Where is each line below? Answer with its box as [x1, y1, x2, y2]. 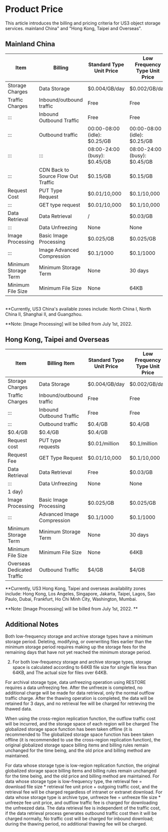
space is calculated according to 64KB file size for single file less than [12, 664, 157, 670]
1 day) [7, 488, 23, 495]
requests [39, 443, 60, 450]
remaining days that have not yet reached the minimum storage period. [5, 649, 151, 655]
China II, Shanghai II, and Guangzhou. [5, 311, 83, 317]
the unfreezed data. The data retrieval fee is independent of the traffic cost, [5, 805, 161, 811]
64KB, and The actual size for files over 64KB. [12, 669, 108, 676]
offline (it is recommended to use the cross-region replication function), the [5, 737, 161, 743]
